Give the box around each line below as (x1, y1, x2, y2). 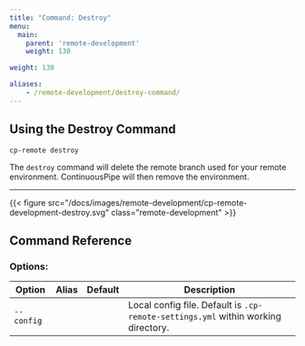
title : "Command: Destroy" (9, 13, 112, 23)
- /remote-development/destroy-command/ (25, 88, 181, 97)
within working (218, 310, 281, 322)
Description (183, 284, 236, 296)
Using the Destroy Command (9, 121, 176, 137)
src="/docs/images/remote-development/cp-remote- (47, 197, 248, 208)
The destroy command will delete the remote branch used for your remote (9, 161, 287, 172)
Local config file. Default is (128, 299, 242, 312)
